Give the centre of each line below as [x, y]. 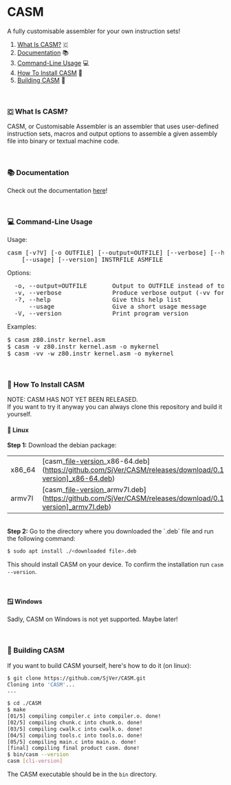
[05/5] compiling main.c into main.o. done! [72, 742]
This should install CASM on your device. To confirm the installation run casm [115, 564]
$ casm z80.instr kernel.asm [56, 339]
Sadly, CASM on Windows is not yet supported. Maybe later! [92, 619]
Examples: [22, 326]
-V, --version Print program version [101, 313]
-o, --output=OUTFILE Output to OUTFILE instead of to [119, 286]
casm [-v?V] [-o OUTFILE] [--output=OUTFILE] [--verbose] [107, 253]
